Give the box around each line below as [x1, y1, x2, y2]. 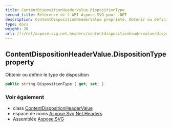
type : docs [5, 21, 29, 27]
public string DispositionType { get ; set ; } [5, 81, 104, 87]
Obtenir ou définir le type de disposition [5, 71, 89, 78]
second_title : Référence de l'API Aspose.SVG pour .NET [5, 12, 127, 17]
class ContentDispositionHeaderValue [12, 105, 93, 111]
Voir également [5, 93, 45, 100]
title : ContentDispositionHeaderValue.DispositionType [5, 7, 125, 13]
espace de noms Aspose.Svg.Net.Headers [12, 110, 103, 116]
